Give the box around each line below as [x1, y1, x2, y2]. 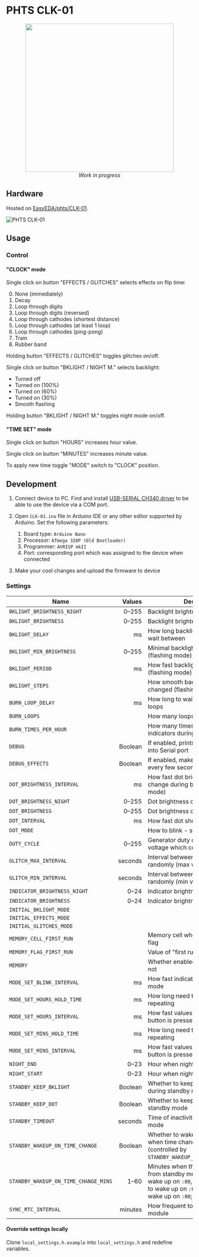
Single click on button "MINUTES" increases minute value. [6, 450, 148, 458]
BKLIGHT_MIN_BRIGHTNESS [9, 648, 76, 655]
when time [147, 1138, 177, 1146]
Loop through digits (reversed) [14, 309, 90, 316]
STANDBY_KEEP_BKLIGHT [9, 1084, 70, 1090]
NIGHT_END [9, 1061, 37, 1067]
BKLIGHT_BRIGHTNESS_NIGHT [9, 608, 82, 615]
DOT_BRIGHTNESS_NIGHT [9, 798, 70, 805]
